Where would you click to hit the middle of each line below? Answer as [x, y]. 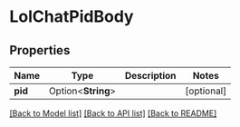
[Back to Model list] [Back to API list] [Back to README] [113, 113]
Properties [40, 50]
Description [150, 76]
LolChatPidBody [72, 17]
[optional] [206, 91]
